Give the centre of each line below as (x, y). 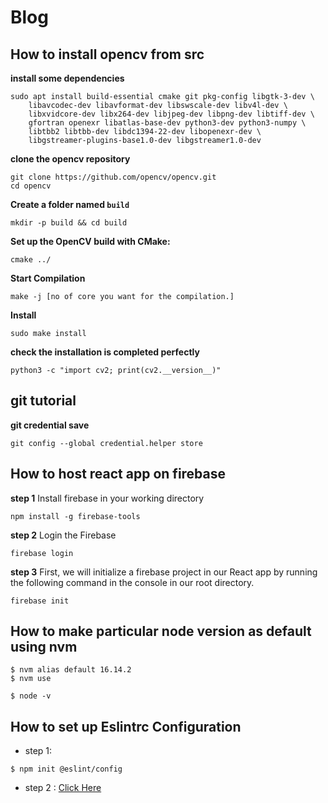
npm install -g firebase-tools (75, 516)
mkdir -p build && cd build (69, 223)
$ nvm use (31, 679)
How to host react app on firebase (118, 474)
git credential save (50, 425)
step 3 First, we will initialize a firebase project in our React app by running (164, 572)
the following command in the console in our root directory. (132, 582)
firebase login (42, 553)
